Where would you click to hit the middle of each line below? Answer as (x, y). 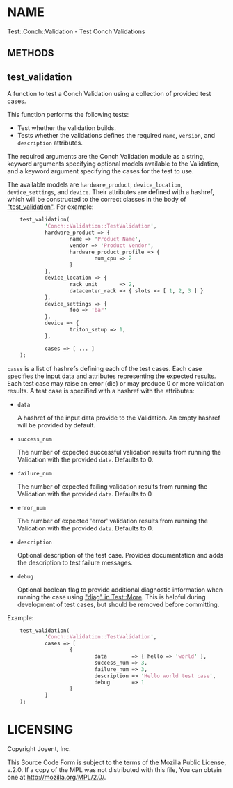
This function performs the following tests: (68, 115)
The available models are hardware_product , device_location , (95, 184)
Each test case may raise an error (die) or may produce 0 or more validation (116, 383)
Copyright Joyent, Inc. (39, 748)
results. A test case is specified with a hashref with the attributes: (101, 391)
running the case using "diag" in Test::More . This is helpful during (111, 597)
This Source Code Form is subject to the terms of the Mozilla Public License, (117, 762)
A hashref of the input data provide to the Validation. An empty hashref (119, 418)
